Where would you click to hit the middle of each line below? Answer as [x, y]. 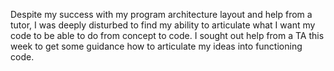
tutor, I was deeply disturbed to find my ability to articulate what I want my [163, 25]
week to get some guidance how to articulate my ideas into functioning [156, 46]
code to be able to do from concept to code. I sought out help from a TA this [167, 35]
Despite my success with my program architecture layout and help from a [161, 14]
